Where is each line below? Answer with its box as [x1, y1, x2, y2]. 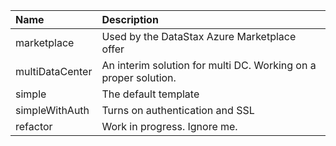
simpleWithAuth [15, 104, 90, 117]
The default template [101, 87, 200, 101]
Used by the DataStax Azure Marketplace [101, 30, 297, 43]
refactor [15, 120, 53, 133]
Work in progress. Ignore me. [101, 120, 238, 133]
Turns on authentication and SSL [101, 104, 255, 117]
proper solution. [101, 71, 177, 84]
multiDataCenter [15, 65, 93, 78]
